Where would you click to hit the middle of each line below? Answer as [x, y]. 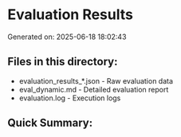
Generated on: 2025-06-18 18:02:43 [67, 37]
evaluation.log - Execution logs [70, 98]
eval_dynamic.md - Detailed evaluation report [94, 89]
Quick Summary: [50, 123]
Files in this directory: [63, 62]
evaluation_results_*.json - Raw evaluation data [96, 80]
